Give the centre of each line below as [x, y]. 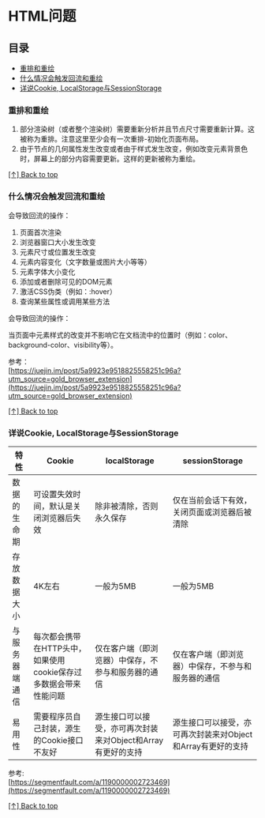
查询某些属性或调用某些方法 [65, 301]
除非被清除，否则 [126, 506]
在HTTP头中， [60, 648]
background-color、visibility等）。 [63, 345]
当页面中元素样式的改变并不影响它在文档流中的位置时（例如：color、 [120, 335]
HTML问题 [42, 16]
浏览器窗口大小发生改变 [58, 242]
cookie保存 [54, 672]
